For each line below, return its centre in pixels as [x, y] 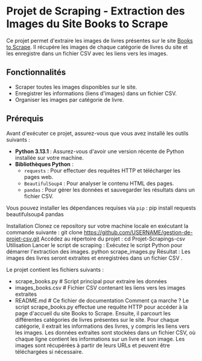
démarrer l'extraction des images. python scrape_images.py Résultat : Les [99, 251]
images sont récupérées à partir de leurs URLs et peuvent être [92, 345]
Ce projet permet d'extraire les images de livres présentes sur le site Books [99, 40]
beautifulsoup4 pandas [35, 214]
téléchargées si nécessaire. [49, 351]
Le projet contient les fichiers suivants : [55, 269]
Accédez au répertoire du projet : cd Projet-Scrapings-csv [113, 239]
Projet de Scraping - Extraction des [96, 11]
